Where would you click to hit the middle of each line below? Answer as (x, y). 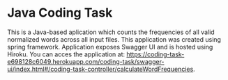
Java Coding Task (60, 13)
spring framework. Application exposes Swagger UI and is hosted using (110, 47)
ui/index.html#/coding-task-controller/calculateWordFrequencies (100, 69)
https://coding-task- (155, 54)
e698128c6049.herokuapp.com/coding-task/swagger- (86, 61)
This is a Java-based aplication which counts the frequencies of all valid (111, 32)
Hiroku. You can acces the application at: (66, 54)
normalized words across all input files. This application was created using (114, 39)
